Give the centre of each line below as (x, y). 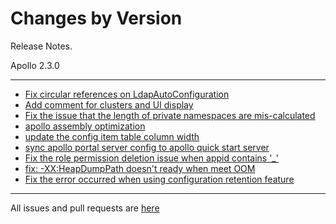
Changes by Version (96, 18)
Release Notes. (41, 46)
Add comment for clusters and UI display (109, 104)
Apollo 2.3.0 (35, 65)
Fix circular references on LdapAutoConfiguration (127, 94)
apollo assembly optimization (85, 126)
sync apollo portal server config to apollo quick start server (147, 147)
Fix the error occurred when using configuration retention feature (159, 179)
